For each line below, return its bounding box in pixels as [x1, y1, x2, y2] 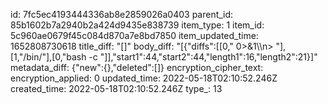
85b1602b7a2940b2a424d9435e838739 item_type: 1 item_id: [10, 19, 265, 31]
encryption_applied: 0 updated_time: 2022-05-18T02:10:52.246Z [10, 72, 278, 84]
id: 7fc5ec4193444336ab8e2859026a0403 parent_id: [10, 9, 234, 20]
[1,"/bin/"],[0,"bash [10, 51, 87, 63]
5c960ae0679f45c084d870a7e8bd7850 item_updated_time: [10, 30, 259, 41]
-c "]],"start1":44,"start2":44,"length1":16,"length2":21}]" [88, 51, 318, 63]
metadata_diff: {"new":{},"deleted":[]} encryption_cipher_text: [10, 62, 264, 73]
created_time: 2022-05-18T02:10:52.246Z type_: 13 [10, 83, 223, 94]
